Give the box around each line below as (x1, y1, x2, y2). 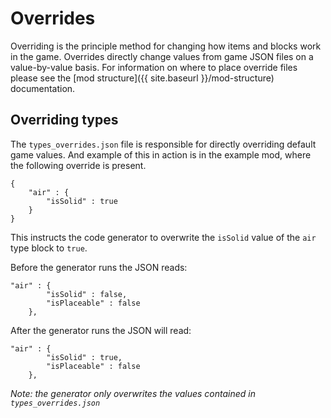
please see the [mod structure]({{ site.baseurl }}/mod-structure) (10, 72, 275, 84)
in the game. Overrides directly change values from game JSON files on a (10, 50, 314, 62)
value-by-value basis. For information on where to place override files (10, 61, 298, 73)
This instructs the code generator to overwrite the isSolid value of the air (10, 231, 317, 243)
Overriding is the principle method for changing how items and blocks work (10, 40, 322, 52)
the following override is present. (10, 159, 147, 171)
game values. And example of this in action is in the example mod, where (10, 148, 312, 161)
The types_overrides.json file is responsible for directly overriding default (10, 138, 317, 150)
